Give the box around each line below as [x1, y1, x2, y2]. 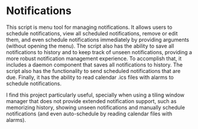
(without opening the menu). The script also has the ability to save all [6, 42, 174, 49]
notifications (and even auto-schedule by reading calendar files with [6, 110, 173, 117]
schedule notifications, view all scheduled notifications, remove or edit [6, 29, 178, 37]
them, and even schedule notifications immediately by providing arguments [6, 36, 190, 43]
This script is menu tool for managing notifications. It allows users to [6, 24, 173, 31]
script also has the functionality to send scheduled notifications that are [6, 67, 181, 74]
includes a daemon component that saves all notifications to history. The [6, 61, 183, 68]
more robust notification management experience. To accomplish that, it [6, 55, 182, 62]
